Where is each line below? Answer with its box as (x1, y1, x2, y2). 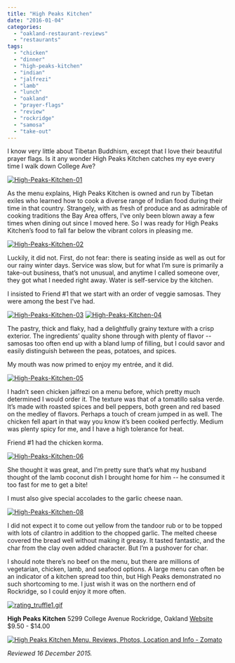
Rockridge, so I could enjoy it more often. (7, 587, 126, 596)
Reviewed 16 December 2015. (7, 649, 93, 657)
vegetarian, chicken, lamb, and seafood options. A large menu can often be (7, 565, 224, 573)
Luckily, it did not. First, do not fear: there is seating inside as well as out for (7, 254, 226, 262)
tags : (7, 43, 23, 50)
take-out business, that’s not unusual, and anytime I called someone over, (7, 268, 220, 277)
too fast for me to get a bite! (7, 480, 88, 489)
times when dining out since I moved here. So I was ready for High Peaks (7, 219, 219, 228)
